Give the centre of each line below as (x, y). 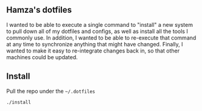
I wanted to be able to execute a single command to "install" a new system (100, 24)
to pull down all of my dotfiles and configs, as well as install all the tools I (97, 31)
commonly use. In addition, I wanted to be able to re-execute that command (101, 38)
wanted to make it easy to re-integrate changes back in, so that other (93, 51)
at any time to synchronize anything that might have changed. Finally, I (95, 44)
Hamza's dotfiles (39, 10)
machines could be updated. (42, 57)
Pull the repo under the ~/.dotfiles (51, 91)
